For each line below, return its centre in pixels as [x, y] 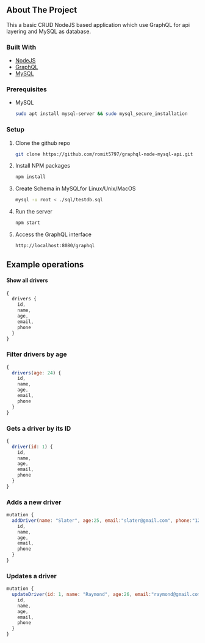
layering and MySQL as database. [49, 31]
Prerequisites [27, 89]
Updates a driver [31, 576]
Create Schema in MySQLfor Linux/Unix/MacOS [75, 188]
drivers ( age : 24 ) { [37, 373]
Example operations [45, 265]
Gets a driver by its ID [39, 428]
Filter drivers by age [37, 354]
